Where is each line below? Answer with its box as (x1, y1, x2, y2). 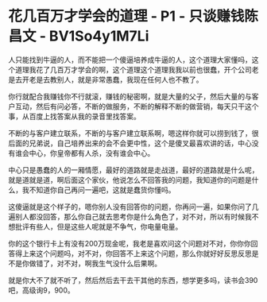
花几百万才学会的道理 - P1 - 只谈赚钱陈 (8, 7, 258, 25)
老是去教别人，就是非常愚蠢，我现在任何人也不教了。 (29, 75, 203, 84)
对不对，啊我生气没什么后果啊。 (56, 258, 161, 268)
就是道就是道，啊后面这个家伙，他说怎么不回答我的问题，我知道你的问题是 (8, 175, 252, 184)
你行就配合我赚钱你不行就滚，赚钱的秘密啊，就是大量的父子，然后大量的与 (8, 91, 252, 101)
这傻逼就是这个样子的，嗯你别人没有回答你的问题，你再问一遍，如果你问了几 (8, 202, 259, 211)
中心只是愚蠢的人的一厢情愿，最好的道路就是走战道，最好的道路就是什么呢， (8, 165, 259, 175)
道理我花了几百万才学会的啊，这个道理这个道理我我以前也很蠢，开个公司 (14, 64, 252, 74)
